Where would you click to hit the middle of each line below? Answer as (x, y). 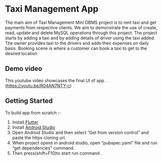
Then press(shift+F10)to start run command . (57, 153)
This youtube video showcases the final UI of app (55, 80)
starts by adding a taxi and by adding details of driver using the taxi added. (80, 38)
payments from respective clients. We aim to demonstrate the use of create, (81, 27)
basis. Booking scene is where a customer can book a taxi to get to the (76, 48)
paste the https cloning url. (39, 138)
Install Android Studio (34, 127)
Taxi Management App (52, 9)
